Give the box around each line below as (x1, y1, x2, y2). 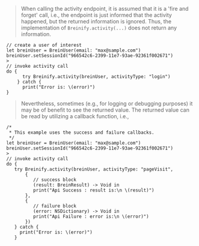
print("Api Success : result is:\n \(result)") (32, 187, 155, 193)
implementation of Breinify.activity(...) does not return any (20, 24, 177, 31)
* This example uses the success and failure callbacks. (8, 130, 155, 136)
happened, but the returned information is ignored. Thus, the (20, 18, 172, 25)
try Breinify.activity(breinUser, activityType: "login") (22, 74, 171, 80)
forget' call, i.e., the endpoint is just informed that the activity (20, 11, 173, 19)
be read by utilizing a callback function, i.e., (20, 113, 129, 119)
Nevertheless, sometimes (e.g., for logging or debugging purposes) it (20, 100, 193, 107)
